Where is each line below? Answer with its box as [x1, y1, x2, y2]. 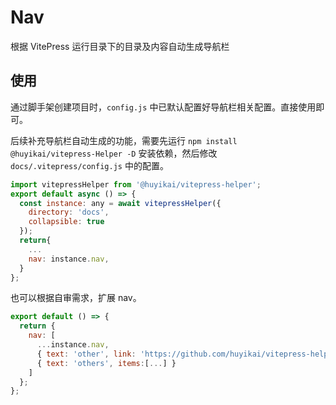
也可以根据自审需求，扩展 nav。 [10, 292, 142, 304]
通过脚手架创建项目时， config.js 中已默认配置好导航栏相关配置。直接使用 [10, 101, 317, 113]
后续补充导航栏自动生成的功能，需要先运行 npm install [10, 134, 238, 146]
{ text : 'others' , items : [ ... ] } [36, 358, 177, 368]
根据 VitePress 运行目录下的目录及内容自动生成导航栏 [10, 40, 230, 52]
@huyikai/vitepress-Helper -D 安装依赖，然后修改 [10, 147, 218, 159]
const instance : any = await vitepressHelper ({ [19, 198, 222, 208]
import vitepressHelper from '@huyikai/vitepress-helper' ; [10, 179, 262, 190]
